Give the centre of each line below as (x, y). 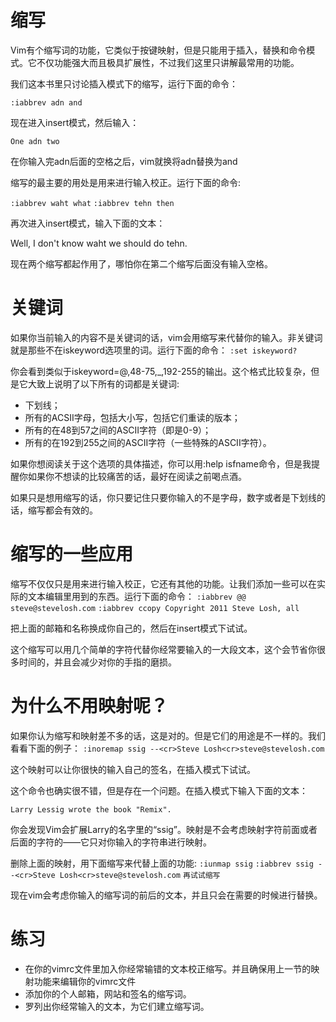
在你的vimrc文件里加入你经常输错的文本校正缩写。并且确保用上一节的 (168, 968)
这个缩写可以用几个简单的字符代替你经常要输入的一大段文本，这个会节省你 (163, 649)
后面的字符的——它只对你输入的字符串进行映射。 (111, 842)
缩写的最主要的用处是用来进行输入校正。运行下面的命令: (126, 182)
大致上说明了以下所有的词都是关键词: (103, 383)
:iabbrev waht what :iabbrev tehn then (92, 203)
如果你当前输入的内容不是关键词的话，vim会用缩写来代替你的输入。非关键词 (166, 337)
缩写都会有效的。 (62, 510)
